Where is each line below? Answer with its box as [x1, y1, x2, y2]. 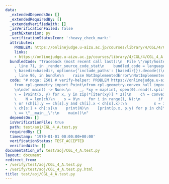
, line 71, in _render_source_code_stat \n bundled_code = [14, 64, 145, 69]
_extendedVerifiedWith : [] [10, 21, 66, 27]
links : [14, 49, 28, 54]
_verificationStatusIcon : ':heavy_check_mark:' [10, 36, 112, 41]
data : [5, 7, 17, 13]
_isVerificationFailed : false [10, 26, 73, 31]
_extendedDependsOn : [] [10, 12, 59, 17]
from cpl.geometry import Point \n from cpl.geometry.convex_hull [14, 82, 152, 87]
